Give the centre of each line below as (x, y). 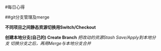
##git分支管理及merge (27, 17)
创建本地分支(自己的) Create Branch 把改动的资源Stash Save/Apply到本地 (78, 37)
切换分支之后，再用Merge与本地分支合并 (51, 43)
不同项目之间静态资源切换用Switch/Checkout (51, 27)
